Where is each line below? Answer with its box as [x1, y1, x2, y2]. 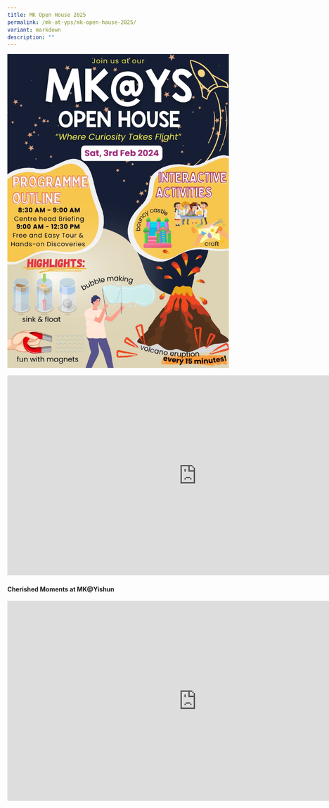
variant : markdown [7, 26, 61, 33]
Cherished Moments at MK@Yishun [7, 584, 115, 594]
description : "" [7, 34, 55, 41]
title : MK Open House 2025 [7, 11, 86, 18]
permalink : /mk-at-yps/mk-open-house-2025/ [7, 18, 137, 26]
